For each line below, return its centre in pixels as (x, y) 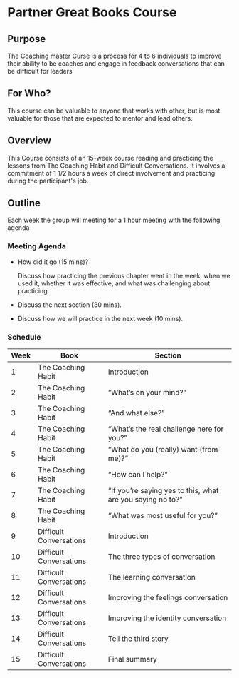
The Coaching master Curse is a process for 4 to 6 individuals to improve (115, 56)
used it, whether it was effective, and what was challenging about (114, 283)
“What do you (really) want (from (163, 450)
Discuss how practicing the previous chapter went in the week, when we (124, 275)
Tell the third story (138, 639)
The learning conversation (152, 577)
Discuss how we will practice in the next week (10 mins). (100, 318)
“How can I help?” (138, 475)
